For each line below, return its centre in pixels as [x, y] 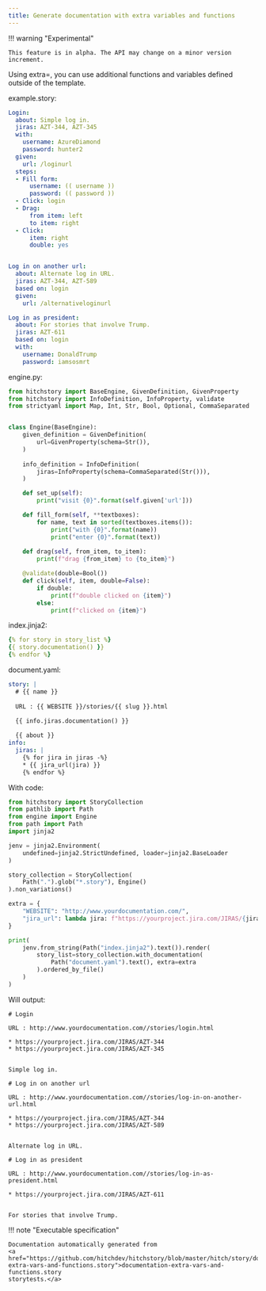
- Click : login [40, 201]
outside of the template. [47, 82]
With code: [26, 787]
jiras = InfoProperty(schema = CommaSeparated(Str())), [124, 472]
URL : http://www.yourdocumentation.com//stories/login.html [111, 1028]
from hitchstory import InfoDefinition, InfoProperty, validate [116, 399]
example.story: [32, 98]
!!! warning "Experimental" [51, 38]
